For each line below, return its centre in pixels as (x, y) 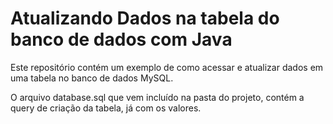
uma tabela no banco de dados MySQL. (92, 78)
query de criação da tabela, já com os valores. (106, 108)
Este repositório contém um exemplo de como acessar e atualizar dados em (167, 67)
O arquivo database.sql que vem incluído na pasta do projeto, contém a (157, 97)
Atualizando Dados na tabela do (145, 18)
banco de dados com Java (121, 39)
